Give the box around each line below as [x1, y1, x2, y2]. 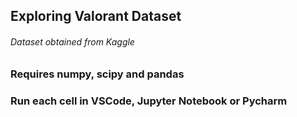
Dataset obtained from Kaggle [10, 35, 135, 48]
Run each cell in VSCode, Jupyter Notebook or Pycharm [10, 94, 288, 108]
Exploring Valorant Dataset [10, 8, 182, 25]
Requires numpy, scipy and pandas [10, 67, 185, 81]
